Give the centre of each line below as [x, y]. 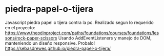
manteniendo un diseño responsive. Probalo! [50, 43]
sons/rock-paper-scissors [31, 38]
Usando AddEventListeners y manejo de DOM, [105, 38]
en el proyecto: [20, 27]
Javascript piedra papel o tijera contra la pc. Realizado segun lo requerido [79, 22]
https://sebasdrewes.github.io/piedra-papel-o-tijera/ [58, 48]
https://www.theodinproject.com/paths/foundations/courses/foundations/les [82, 33]
